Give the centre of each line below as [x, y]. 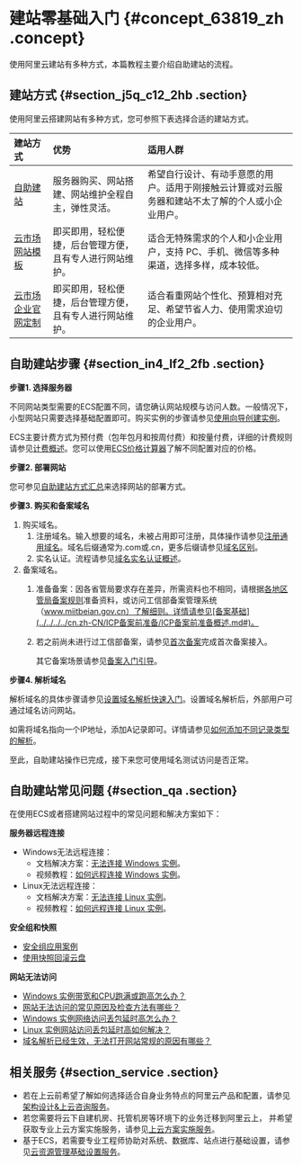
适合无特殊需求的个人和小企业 [211, 237]
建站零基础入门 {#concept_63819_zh [147, 18]
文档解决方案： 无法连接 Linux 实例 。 [103, 897]
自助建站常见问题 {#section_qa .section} [124, 790]
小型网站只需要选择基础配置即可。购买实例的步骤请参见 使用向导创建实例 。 [147, 417]
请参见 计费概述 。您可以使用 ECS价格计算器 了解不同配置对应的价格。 [135, 448]
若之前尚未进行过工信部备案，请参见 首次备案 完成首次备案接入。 [154, 641]
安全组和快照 [33, 928]
